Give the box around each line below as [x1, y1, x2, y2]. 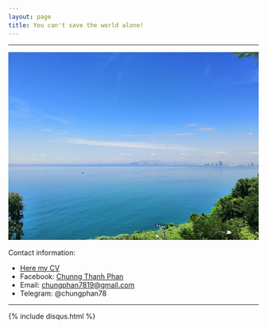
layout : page [8, 13, 52, 21]
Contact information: [8, 247, 76, 257]
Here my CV [19, 263, 60, 273]
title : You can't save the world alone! [8, 21, 145, 29]
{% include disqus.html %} [8, 311, 96, 321]
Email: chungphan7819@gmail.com [19, 280, 135, 289]
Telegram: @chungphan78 [19, 288, 107, 298]
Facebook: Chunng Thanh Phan [19, 271, 124, 281]
